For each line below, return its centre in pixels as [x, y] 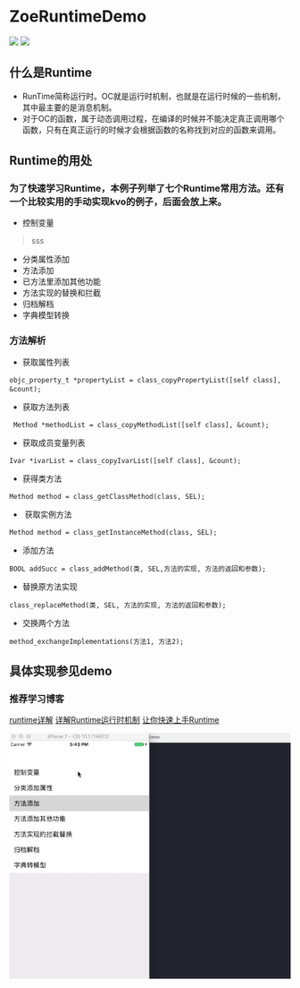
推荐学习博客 [37, 699]
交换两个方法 [46, 623]
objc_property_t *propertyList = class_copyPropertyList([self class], [145, 380]
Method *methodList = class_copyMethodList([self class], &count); [141, 425]
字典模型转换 [46, 315]
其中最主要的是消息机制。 [69, 107]
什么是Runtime [50, 73]
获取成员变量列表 [54, 442]
